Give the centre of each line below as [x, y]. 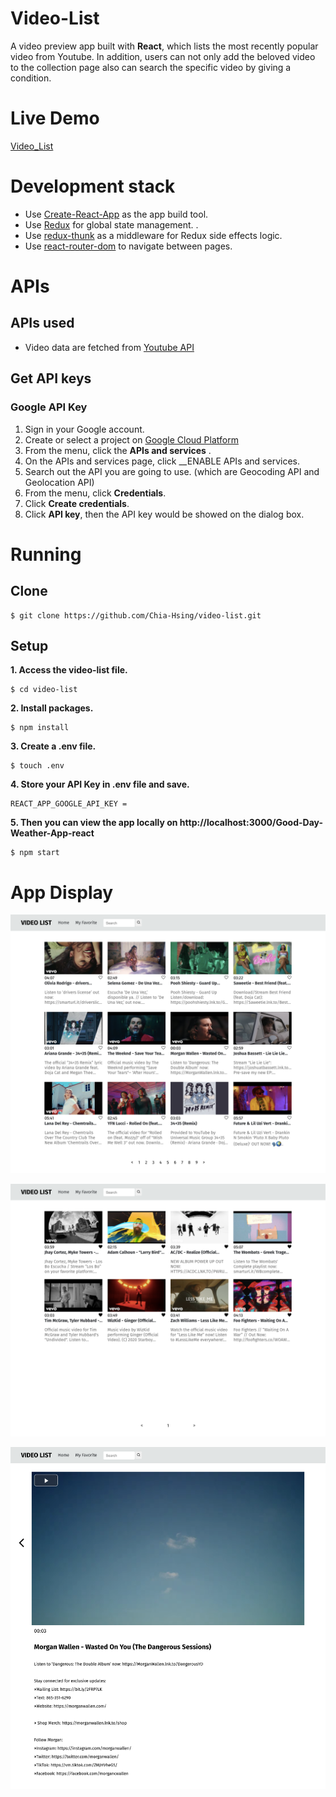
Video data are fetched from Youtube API [109, 347]
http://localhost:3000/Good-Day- [251, 823]
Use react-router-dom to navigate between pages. [128, 246]
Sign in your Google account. [84, 429]
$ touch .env [37, 766]
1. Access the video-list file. [69, 670]
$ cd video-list [44, 690]
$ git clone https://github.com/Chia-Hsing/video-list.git [136, 615]
